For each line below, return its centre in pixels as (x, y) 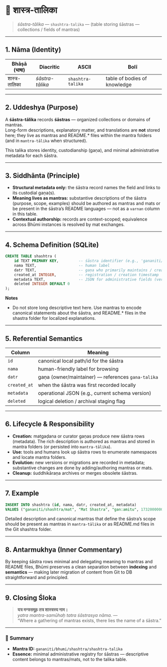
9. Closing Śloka (31, 598)
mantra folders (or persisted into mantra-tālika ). (62, 446)
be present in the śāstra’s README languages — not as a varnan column (86, 209)
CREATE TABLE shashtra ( (31, 256)
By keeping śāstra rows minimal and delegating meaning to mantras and (79, 562)
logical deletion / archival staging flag (82, 401)
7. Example (22, 493)
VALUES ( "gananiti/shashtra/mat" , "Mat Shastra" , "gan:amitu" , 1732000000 (84, 509)
